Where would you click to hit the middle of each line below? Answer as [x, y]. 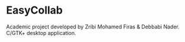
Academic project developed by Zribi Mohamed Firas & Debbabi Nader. [93, 27]
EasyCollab [35, 10]
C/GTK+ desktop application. [41, 33]
